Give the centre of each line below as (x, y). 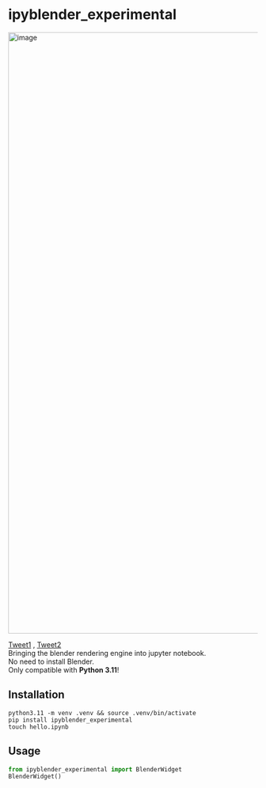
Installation (36, 695)
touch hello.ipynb (38, 727)
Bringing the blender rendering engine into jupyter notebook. (107, 653)
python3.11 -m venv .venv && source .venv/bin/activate (102, 713)
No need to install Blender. (51, 661)
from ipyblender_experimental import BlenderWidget (95, 769)
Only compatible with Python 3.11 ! (64, 669)
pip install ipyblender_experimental (70, 720)
